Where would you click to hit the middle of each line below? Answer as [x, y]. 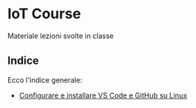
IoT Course [44, 14]
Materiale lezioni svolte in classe [61, 36]
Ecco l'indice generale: [45, 79]
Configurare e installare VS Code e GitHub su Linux [103, 95]
